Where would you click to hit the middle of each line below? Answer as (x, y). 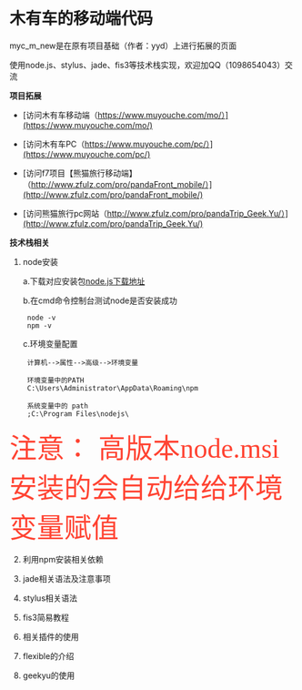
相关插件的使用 (50, 636)
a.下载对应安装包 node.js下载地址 (84, 281)
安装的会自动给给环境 (146, 488)
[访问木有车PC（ (54, 144)
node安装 (40, 261)
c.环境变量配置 (50, 343)
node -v (41, 318)
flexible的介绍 (48, 655)
